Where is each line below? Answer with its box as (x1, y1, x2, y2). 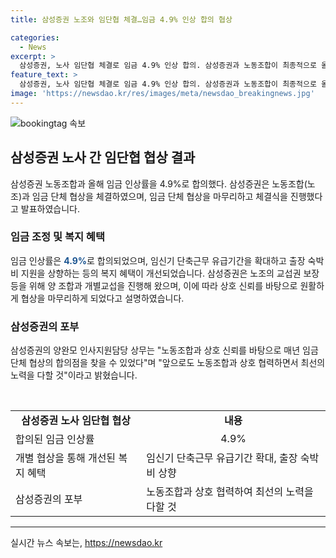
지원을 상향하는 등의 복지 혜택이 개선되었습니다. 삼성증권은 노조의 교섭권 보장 (20, 267, 320, 279)
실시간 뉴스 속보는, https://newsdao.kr (10, 537, 163, 549)
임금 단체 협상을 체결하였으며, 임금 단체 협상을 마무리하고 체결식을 (31, 190, 288, 202)
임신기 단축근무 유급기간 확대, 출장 (146, 451, 298, 465)
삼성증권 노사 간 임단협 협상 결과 (10, 149, 196, 166)
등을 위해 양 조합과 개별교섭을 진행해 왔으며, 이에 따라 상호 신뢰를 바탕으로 (10, 279, 298, 291)
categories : (10, 32, 60, 43)
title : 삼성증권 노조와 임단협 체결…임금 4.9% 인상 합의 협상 (10, 14, 233, 25)
